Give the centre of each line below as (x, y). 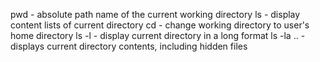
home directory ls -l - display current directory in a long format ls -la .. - (158, 35)
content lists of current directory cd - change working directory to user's (160, 25)
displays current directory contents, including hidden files (129, 46)
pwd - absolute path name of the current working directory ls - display (155, 14)
